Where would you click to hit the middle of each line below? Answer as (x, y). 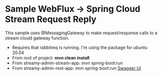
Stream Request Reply (51, 19)
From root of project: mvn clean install (51, 57)
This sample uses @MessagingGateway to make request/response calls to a (81, 33)
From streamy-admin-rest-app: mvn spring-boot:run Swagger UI (77, 68)
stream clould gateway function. (37, 38)
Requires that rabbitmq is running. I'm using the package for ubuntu (80, 47)
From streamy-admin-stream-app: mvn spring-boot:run (67, 63)
